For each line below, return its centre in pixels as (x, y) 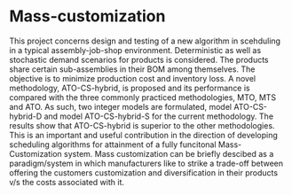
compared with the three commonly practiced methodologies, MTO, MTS (143, 97)
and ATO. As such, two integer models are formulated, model (121, 106)
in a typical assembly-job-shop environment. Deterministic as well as (135, 50)
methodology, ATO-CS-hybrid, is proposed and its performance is (130, 88)
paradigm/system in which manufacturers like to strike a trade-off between (146, 163)
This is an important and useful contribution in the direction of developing (143, 135)
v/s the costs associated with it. (67, 182)
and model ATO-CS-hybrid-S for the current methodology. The (158, 116)
